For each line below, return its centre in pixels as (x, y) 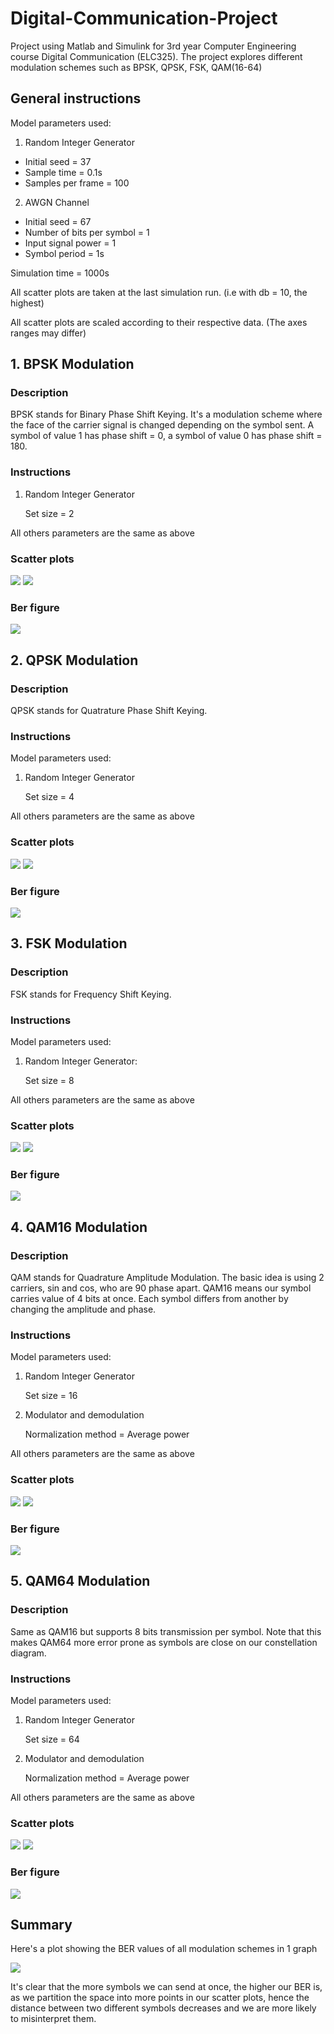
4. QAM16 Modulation (79, 1227)
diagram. (28, 1653)
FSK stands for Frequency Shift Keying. (91, 994)
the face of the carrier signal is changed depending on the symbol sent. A (162, 425)
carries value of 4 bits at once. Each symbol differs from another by (149, 1299)
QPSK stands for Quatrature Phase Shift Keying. (109, 711)
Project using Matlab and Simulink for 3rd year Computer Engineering (153, 46)
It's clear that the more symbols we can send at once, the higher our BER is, (166, 1987)
